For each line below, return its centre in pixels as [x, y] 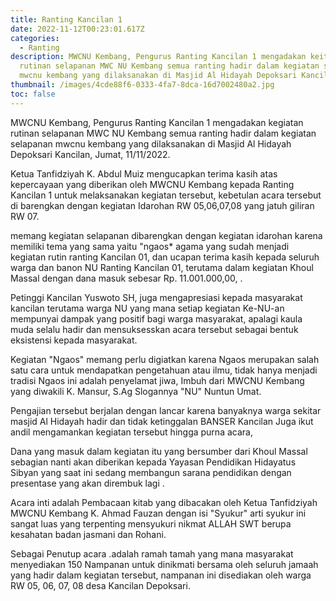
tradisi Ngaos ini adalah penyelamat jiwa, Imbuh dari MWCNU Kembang [157, 380]
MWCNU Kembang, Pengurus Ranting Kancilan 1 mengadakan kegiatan [157, 122]
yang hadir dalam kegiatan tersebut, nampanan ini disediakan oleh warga [161, 575]
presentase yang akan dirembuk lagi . [87, 483]
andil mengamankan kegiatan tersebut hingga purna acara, [131, 432]
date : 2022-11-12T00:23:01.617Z [77, 29]
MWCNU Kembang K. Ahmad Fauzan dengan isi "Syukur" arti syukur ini [158, 513]
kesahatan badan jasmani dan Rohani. [88, 534]
